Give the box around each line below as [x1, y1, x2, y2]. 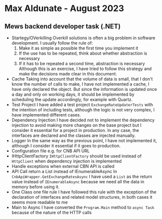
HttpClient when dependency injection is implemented [11, 158, 122, 164]
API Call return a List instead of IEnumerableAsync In [11, 169, 117, 174]
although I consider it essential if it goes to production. [11, 143, 121, 148]
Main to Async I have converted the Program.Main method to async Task [11, 204, 155, 210]
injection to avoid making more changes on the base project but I [11, 122, 142, 128]
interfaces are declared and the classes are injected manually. [11, 132, 136, 138]
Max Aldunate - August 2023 [4, 3, 124, 14]
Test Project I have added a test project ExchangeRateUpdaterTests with [11, 102, 153, 107]
